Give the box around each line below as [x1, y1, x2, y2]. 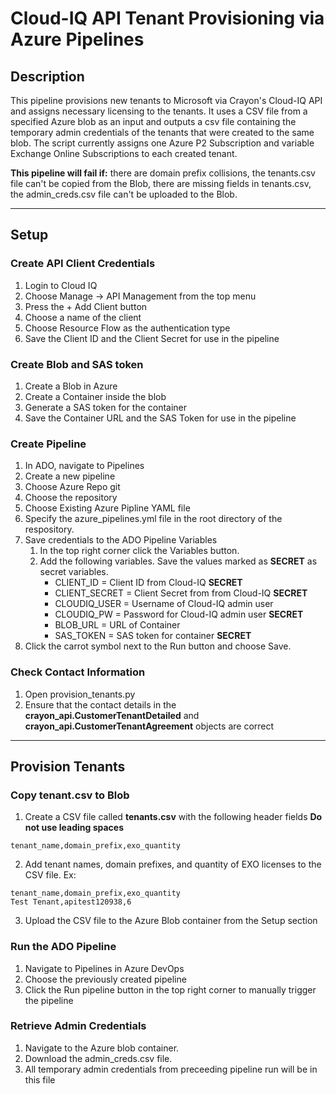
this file [24, 1073, 56, 1086]
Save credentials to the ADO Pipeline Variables [24, 534, 218, 546]
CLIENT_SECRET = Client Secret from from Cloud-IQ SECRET [54, 587, 308, 599]
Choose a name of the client [24, 311, 142, 323]
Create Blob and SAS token [10, 357, 144, 371]
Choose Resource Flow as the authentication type [24, 322, 231, 334]
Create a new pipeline [24, 470, 116, 482]
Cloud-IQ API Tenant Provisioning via [10, 7, 325, 30]
